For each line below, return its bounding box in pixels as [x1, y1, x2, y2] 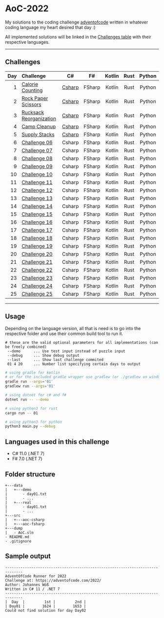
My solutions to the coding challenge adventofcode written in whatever [5, 19, 148, 25]
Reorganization [21, 115, 57, 122]
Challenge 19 [21, 242, 53, 249]
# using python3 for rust [5, 406, 58, 411]
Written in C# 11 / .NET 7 [5, 587, 60, 592]
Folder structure [5, 470, 56, 478]
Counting [21, 87, 43, 94]
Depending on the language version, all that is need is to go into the [5, 325, 141, 331]
